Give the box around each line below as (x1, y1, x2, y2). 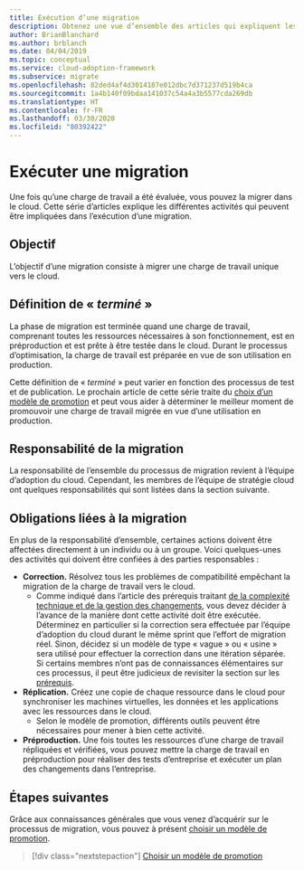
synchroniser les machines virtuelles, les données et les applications (22, 696, 279, 707)
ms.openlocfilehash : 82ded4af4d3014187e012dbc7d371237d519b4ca (9, 80, 253, 90)
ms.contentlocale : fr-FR (9, 106, 103, 115)
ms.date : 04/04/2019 (9, 47, 88, 56)
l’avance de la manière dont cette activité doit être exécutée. (35, 610, 261, 620)
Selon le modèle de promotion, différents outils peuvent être (35, 715, 261, 726)
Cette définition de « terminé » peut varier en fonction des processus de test (9, 376, 295, 387)
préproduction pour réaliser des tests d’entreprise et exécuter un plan (22, 754, 282, 765)
